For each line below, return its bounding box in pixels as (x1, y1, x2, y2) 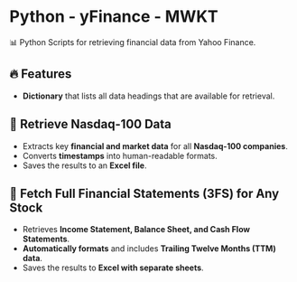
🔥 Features (9, 66, 72, 82)
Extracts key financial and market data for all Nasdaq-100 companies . (22, 140, 289, 151)
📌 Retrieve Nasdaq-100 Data (9, 117, 172, 132)
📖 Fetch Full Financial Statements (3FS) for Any (9, 185, 280, 201)
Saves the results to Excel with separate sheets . (22, 262, 205, 273)
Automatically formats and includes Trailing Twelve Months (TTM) (22, 243, 277, 254)
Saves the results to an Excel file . (22, 160, 147, 171)
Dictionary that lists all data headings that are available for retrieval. (22, 90, 275, 101)
